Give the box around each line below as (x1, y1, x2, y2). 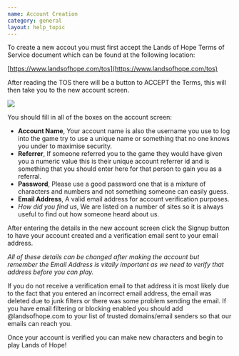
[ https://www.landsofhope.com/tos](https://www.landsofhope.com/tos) (7, 65, 218, 73)
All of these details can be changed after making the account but (7, 253, 200, 261)
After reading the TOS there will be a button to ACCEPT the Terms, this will (7, 78, 227, 87)
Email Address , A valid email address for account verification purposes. (17, 195, 230, 204)
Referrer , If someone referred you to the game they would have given (17, 150, 223, 158)
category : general (7, 17, 62, 24)
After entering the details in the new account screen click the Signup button (7, 224, 230, 232)
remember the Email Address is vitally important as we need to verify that (7, 261, 225, 269)
